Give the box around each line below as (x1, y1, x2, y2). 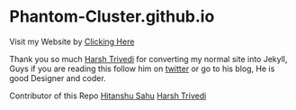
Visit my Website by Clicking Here (9, 36, 135, 47)
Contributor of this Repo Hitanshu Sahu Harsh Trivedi (9, 90, 207, 101)
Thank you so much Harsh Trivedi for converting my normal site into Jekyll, (9, 53, 288, 64)
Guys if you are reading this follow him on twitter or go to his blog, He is (9, 63, 275, 74)
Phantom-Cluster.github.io (9, 6, 215, 27)
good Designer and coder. (9, 72, 106, 83)
